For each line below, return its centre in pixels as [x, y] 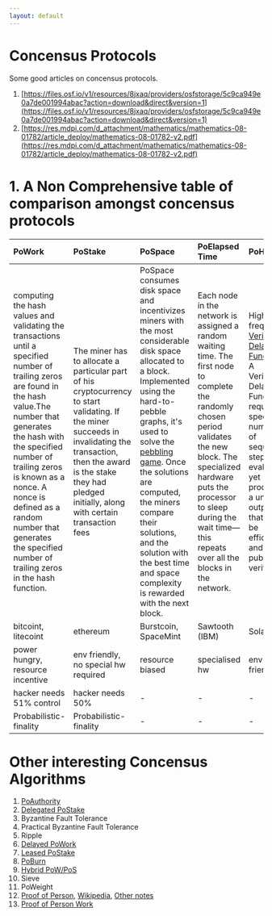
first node [216, 366]
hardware [216, 477]
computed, [160, 491]
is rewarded [162, 592]
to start [87, 401]
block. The [218, 457]
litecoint [28, 636]
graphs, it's [161, 421]
